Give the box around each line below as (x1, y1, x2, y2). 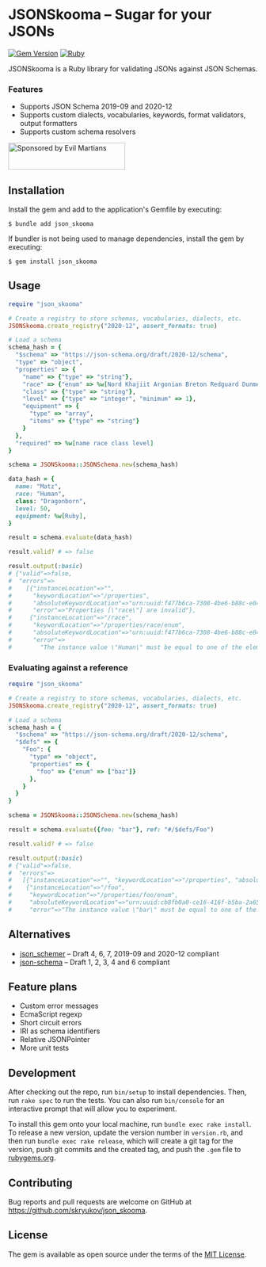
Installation (8, 184, 65, 197)
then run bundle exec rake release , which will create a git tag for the (8, 1136, 234, 1146)
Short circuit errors (19, 1018, 82, 1028)
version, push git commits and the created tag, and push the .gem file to (8, 1145, 241, 1154)
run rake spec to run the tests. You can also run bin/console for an (8, 1096, 225, 1105)
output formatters (19, 119, 78, 128)
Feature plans (8, 980, 78, 994)
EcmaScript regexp (19, 1009, 83, 1019)
